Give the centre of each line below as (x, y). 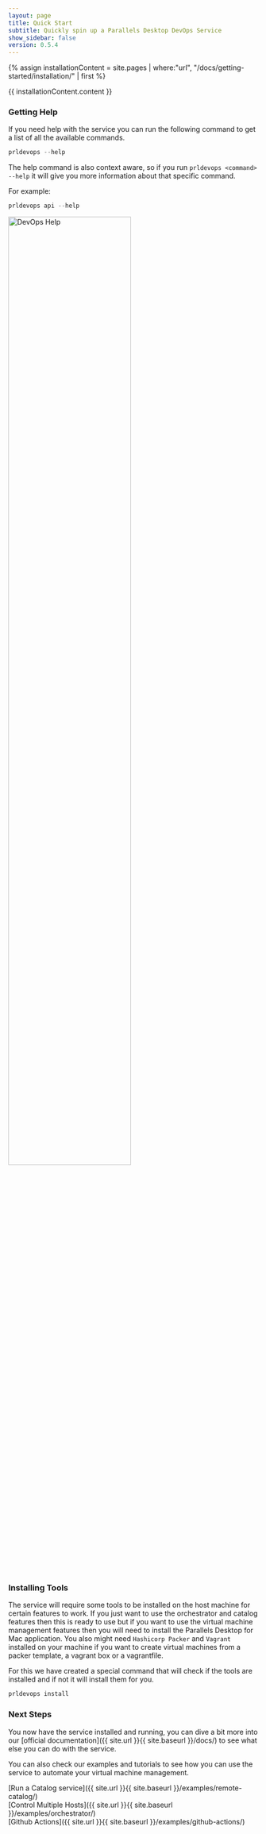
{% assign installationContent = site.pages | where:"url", (100, 67)
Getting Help (33, 112)
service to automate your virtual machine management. (98, 1772)
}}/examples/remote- (208, 1788)
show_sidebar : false (42, 38)
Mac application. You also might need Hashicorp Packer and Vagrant (120, 1639)
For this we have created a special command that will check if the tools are (130, 1671)
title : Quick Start (40, 23)
